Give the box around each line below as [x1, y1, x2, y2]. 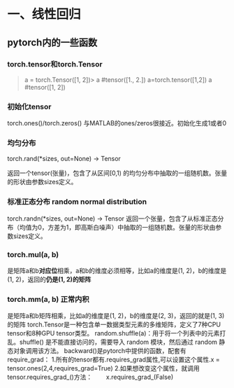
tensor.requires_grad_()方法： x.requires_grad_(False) [7, 373, 174, 382]
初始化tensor [7, 102, 52, 111]
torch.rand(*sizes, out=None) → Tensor [7, 155, 121, 163]
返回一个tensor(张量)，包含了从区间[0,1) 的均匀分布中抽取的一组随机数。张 [7, 169, 221, 177]
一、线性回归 [7, 6, 82, 22]
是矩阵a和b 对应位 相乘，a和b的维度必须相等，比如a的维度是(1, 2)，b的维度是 [7, 267, 227, 275]
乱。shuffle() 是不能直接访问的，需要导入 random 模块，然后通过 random [7, 338, 218, 347]
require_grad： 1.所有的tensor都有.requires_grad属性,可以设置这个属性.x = [7, 355, 220, 364]
